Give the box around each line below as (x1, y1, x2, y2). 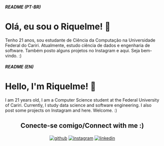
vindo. (5, 53, 18, 59)
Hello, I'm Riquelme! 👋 (5, 81, 96, 92)
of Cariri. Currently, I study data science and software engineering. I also (5, 103, 152, 108)
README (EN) (5, 64, 34, 70)
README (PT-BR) (5, 4, 41, 10)
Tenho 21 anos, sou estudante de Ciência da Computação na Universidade (5, 37, 156, 43)
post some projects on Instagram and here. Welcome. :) (5, 107, 117, 113)
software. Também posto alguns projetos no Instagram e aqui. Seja (5, 47, 141, 53)
